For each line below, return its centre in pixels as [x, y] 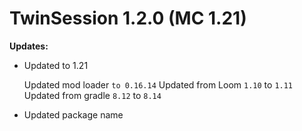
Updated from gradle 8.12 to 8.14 [92, 95]
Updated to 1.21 [56, 65]
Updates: [29, 46]
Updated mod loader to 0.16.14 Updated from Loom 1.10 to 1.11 [158, 84]
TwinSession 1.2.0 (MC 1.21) [128, 18]
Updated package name [73, 114]
